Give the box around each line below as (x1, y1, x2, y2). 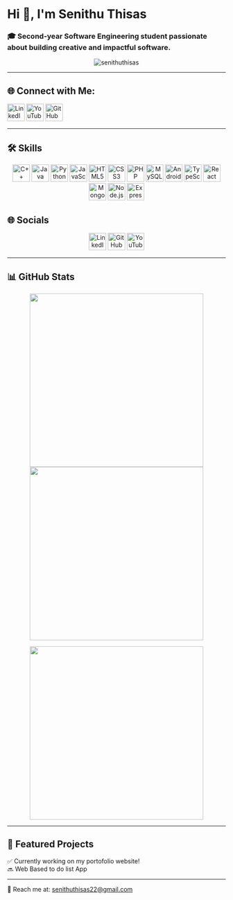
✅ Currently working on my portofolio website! (7, 856, 140, 865)
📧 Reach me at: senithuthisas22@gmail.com (7, 885, 133, 893)
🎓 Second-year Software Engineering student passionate (7, 31, 208, 41)
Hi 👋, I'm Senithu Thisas (7, 6, 147, 22)
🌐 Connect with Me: (7, 85, 96, 96)
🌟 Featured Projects (7, 838, 94, 850)
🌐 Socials (7, 214, 50, 226)
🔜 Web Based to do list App (7, 865, 87, 873)
